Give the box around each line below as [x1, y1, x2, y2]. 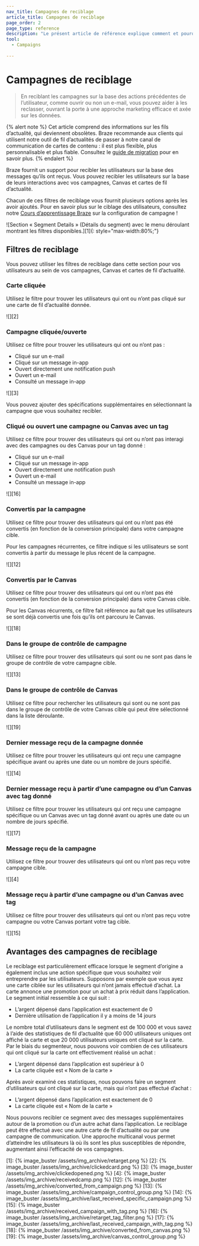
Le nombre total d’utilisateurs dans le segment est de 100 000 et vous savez [6, 1024, 192, 1031]
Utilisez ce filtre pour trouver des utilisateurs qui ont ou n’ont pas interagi [6, 435, 184, 443]
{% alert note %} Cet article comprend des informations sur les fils [6, 123, 169, 130]
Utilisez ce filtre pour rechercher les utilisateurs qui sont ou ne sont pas [6, 699, 181, 707]
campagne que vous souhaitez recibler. [6, 407, 102, 415]
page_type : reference [6, 25, 60, 32]
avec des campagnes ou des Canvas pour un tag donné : [6, 442, 146, 449]
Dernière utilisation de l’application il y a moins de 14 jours [14, 1012, 156, 1019]
